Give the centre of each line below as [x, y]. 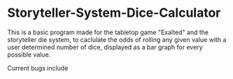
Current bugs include [38, 68]
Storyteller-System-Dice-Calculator [114, 13]
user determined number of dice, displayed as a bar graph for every [105, 47]
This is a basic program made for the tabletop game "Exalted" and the [108, 32]
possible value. [29, 55]
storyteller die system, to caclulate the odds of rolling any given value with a [117, 39]
